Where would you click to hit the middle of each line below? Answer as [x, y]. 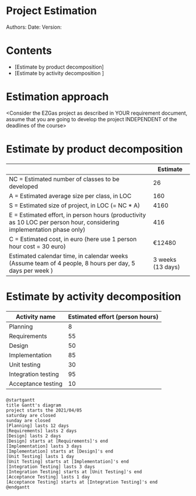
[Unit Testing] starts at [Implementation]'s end [68, 461]
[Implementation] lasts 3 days [44, 446]
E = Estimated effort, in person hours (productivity [78, 215]
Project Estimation [52, 11]
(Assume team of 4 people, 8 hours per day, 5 [72, 263]
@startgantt [20, 400]
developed [24, 186]
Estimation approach [57, 97]
